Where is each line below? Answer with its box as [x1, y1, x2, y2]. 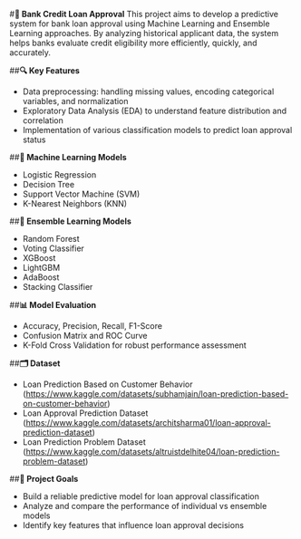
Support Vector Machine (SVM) [22, 188, 141, 199]
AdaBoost [22, 272, 60, 283]
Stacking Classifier [22, 282, 93, 292]
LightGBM [22, 263, 61, 273]
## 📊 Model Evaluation [9, 300, 97, 310]
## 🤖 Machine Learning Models [9, 152, 127, 162]
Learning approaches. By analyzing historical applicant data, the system [9, 28, 279, 38]
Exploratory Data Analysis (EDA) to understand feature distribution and [22, 105, 287, 116]
